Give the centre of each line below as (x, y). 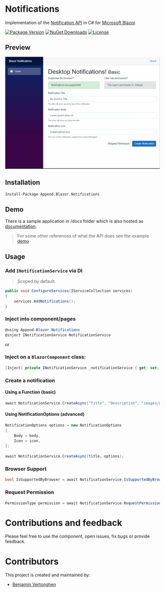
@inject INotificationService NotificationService (58, 335)
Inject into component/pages (41, 319)
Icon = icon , (27, 441)
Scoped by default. (36, 281)
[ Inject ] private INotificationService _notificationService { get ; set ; (82, 368)
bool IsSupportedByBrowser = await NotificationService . (65, 480)
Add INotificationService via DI (44, 270)
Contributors (32, 561)
